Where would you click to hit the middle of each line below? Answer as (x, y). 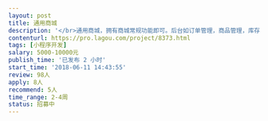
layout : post (30, 16)
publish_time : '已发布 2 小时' (57, 60)
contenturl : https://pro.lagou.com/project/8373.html (100, 38)
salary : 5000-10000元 (43, 53)
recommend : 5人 (33, 90)
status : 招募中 (32, 104)
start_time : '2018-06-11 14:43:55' (67, 68)
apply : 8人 (26, 82)
